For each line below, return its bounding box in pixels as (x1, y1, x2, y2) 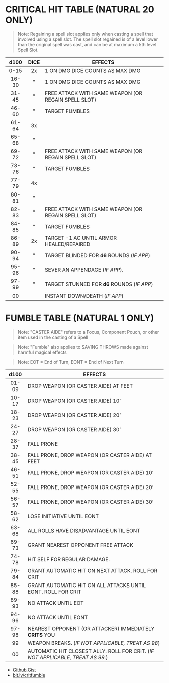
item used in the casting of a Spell (17, 334, 88, 340)
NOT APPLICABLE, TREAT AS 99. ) (27, 654, 108, 661)
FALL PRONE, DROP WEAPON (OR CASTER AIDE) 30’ (27, 498, 154, 505)
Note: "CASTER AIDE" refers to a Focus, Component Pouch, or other (17, 329, 159, 335)
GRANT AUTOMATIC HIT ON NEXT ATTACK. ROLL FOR (27, 567, 157, 574)
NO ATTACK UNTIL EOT (27, 599, 84, 606)
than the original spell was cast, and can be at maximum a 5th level (17, 41, 157, 47)
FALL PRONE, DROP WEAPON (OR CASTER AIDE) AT (27, 451, 152, 458)
